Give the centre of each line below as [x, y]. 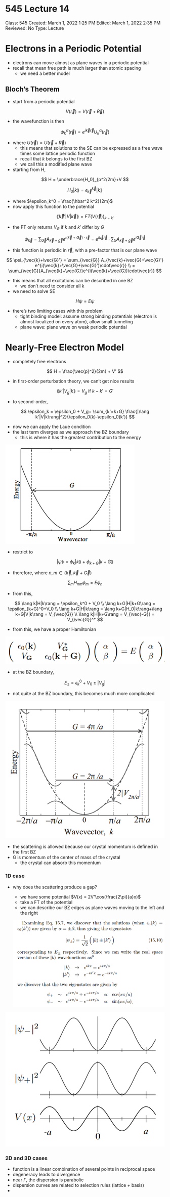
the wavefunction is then [38, 121]
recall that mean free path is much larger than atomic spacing [77, 68]
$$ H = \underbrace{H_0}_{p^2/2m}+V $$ [85, 180]
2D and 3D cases [27, 1158]
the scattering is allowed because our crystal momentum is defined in [85, 847]
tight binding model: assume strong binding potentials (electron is [89, 316]
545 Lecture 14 [37, 9]
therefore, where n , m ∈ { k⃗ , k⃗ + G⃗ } [52, 573]
